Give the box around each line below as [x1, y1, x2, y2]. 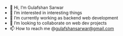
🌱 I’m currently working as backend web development [9, 15, 119, 20]
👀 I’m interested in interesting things [9, 10, 82, 16]
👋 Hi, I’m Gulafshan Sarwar [9, 5, 64, 10]
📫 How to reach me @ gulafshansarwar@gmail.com [9, 26, 114, 31]
